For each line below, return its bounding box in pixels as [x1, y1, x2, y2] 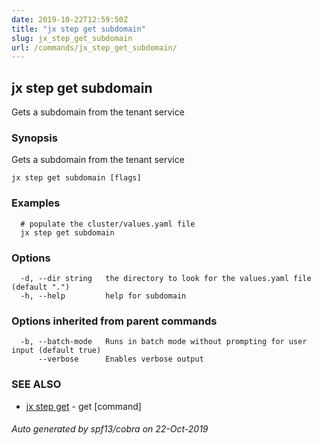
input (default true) [11, 346, 102, 356]
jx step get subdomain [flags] [11, 173, 142, 183]
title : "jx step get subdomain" [11, 24, 146, 34]
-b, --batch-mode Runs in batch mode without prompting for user [20, 337, 308, 347]
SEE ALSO [11, 377, 62, 391]
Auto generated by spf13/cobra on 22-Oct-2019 [11, 423, 209, 435]
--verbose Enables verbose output [37, 354, 204, 365]
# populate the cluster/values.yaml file [20, 219, 196, 229]
